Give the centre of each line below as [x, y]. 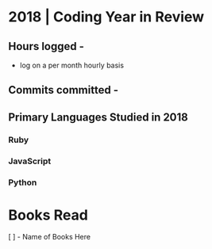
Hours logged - [46, 46]
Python [23, 182]
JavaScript [30, 161]
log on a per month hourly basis [72, 65]
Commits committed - [64, 90]
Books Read [48, 215]
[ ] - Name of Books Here [50, 237]
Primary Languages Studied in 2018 [98, 117]
